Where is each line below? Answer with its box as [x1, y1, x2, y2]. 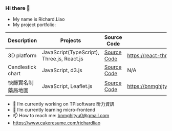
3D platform [8, 52, 37, 59]
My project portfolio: [12, 21, 56, 28]
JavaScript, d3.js [41, 67, 83, 74]
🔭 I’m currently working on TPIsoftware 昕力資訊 [12, 101, 115, 107]
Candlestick [8, 63, 37, 71]
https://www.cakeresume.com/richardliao [12, 120, 101, 126]
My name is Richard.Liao [12, 16, 65, 23]
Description [8, 37, 37, 44]
